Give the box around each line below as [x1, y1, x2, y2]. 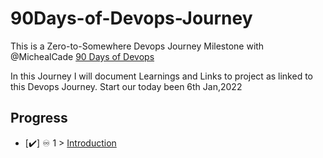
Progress [10, 110, 68, 127]
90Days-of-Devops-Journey [10, 7, 253, 30]
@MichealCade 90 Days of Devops [10, 50, 155, 62]
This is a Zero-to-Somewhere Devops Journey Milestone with [10, 40, 265, 52]
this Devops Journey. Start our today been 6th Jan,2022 [10, 80, 243, 92]
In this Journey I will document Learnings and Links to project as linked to [10, 70, 313, 82]
